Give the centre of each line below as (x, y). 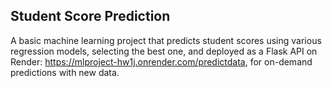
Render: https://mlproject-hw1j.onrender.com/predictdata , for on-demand (161, 61)
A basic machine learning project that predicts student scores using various (166, 40)
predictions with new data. (65, 72)
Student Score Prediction (90, 16)
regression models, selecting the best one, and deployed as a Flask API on (164, 51)
